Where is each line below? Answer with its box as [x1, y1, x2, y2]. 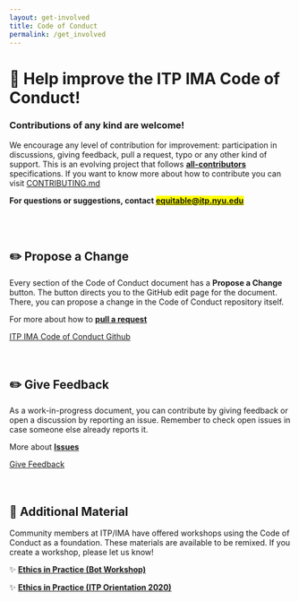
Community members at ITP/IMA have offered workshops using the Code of [9, 528, 290, 538]
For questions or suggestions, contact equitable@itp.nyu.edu [9, 194, 244, 206]
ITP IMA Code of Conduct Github [9, 331, 132, 341]
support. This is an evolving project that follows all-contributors [9, 159, 246, 169]
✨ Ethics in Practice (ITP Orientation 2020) [9, 582, 172, 593]
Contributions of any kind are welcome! [9, 119, 185, 132]
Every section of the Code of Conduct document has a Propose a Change [9, 277, 283, 288]
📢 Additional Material [9, 503, 129, 519]
